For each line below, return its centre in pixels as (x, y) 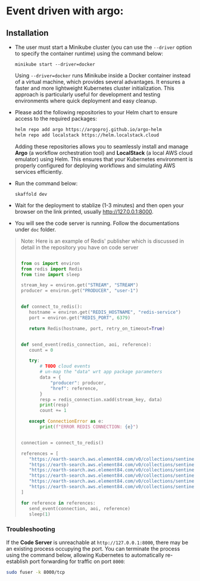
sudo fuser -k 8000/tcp (36, 572)
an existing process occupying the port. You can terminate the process (93, 548)
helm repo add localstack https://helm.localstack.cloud (87, 135)
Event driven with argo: (65, 11)
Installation (27, 33)
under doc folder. (35, 229)
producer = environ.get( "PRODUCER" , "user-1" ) (79, 291)
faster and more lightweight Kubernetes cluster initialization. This (94, 88)
